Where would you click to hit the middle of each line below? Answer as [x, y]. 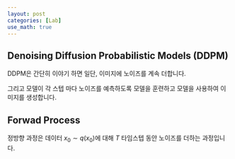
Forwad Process [44, 120]
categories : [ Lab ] [34, 20]
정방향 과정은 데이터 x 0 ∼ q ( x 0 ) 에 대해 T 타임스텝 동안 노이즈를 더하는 [104, 139]
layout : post [27, 14]
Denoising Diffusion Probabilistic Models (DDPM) [118, 55]
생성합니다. [41, 98]
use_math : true [30, 27]
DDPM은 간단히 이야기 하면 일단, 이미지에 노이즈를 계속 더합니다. [97, 73]
